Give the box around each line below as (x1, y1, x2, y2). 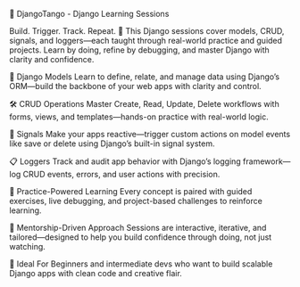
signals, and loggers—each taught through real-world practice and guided (9, 36, 283, 45)
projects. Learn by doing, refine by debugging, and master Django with (9, 45, 270, 55)
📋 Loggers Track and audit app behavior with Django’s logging (9, 156, 241, 167)
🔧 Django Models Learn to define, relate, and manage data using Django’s (9, 71, 280, 82)
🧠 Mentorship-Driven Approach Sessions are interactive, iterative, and (9, 223, 267, 233)
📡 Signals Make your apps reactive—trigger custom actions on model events (9, 129, 291, 139)
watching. (9, 242, 46, 251)
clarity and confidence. (9, 54, 95, 64)
